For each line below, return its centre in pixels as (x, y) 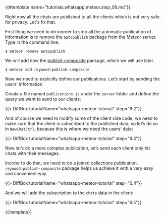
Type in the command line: (32, 42)
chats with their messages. (33, 153)
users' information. (24, 84)
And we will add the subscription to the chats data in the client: (69, 193)
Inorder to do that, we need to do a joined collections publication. (72, 163)
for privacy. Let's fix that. (31, 22)
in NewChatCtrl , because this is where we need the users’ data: (69, 129)
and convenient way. (26, 174)
